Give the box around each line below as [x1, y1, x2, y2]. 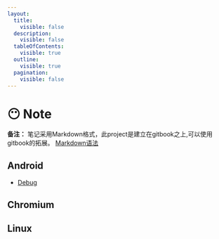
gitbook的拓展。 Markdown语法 [7, 138, 99, 148]
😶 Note [7, 106, 52, 122]
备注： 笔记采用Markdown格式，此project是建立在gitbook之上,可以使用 [7, 130, 213, 138]
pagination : [13, 69, 49, 76]
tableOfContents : [13, 43, 65, 50]
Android [7, 160, 44, 172]
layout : [7, 10, 30, 18]
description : [13, 30, 52, 37]
